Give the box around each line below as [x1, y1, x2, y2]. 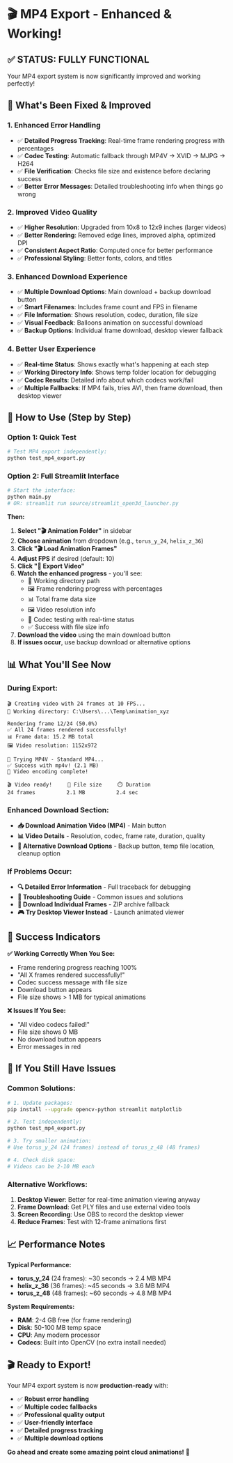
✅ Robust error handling [17, 1395, 89, 1403]
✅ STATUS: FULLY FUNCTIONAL [7, 54, 150, 65]
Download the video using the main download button [17, 630, 170, 639]
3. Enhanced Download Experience [7, 272, 128, 281]
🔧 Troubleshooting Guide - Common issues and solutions [17, 893, 184, 901]
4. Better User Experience [7, 344, 96, 354]
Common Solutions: [7, 1083, 76, 1093]
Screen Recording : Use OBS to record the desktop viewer [17, 1210, 184, 1218]
